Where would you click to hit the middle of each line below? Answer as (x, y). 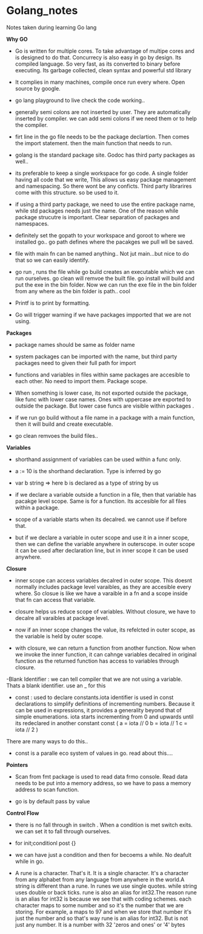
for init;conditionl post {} (45, 843)
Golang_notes (42, 11)
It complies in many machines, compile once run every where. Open (100, 82)
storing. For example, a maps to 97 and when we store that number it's (103, 912)
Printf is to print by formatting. (53, 303)
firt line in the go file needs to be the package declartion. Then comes (102, 137)
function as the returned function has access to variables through (97, 661)
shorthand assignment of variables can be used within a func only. (98, 459)
